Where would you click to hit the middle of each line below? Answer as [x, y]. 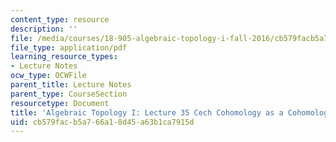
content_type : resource [60, 19]
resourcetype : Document [60, 103]
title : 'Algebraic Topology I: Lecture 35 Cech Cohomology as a [147, 112]
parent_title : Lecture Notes [71, 85]
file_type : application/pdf [69, 47]
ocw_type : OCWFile [48, 76]
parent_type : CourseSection [69, 94]
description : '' [44, 29]
